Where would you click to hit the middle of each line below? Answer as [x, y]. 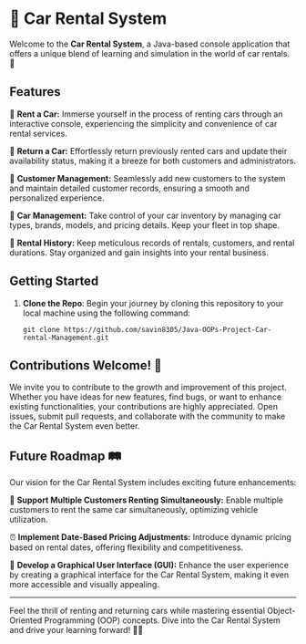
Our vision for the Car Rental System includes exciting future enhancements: [153, 483]
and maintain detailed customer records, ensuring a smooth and [130, 188]
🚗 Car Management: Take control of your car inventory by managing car [145, 215]
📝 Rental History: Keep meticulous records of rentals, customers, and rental [152, 243]
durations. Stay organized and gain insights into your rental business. [139, 252]
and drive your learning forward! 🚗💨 [76, 630]
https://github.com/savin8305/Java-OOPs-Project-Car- [168, 329]
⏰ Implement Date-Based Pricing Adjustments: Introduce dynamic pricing [150, 537]
